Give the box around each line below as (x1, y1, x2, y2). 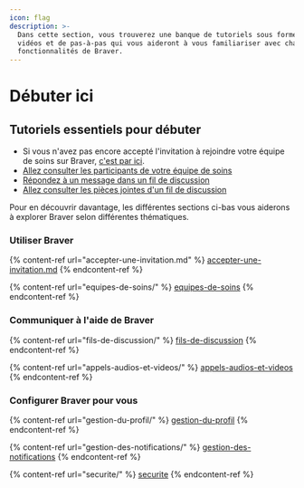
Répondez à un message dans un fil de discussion (22, 175, 210, 186)
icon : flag (9, 13, 51, 23)
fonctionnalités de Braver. (17, 47, 124, 56)
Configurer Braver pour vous (9, 394, 138, 407)
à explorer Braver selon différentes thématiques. (9, 212, 190, 223)
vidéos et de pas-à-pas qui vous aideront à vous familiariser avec (17, 38, 281, 48)
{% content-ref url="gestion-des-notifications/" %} (9, 442, 201, 453)
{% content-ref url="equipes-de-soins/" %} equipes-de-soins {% (9, 282, 254, 292)
